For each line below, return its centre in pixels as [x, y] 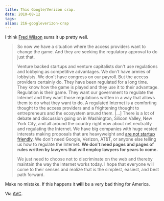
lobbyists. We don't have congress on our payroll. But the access [82, 77]
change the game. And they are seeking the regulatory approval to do [87, 52]
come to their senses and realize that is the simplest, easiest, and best [88, 170]
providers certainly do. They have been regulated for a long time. [82, 82]
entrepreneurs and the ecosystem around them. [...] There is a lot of [86, 113]
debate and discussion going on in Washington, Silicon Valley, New [85, 118]
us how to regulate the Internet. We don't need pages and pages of [85, 144]
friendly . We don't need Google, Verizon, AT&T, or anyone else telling [87, 139]
